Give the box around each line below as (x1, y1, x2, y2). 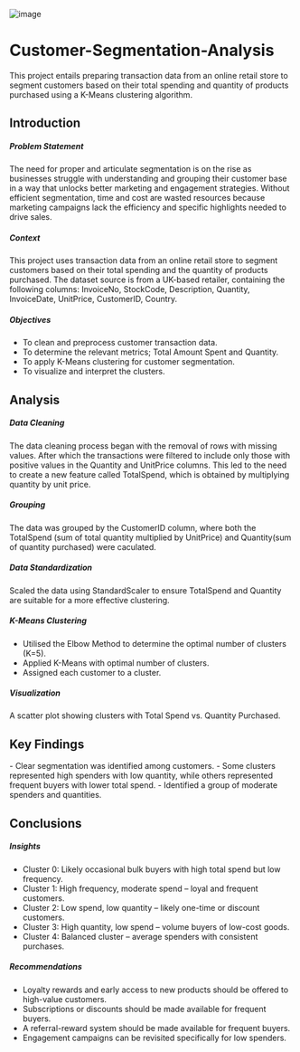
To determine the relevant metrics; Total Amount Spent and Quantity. (22, 346, 279, 357)
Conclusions (9, 815, 82, 831)
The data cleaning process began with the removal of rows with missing (9, 440, 277, 451)
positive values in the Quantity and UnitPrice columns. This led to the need (9, 460, 287, 470)
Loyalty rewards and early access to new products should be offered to (22, 984, 289, 995)
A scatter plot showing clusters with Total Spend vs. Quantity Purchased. (9, 710, 281, 721)
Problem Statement (9, 140, 84, 151)
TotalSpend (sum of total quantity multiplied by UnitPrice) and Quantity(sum (9, 532, 292, 543)
